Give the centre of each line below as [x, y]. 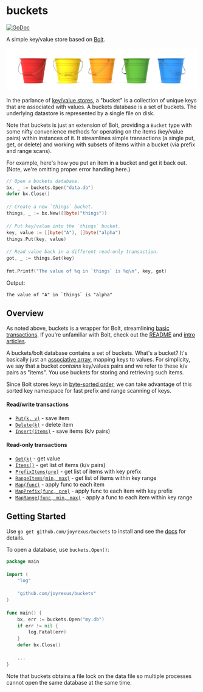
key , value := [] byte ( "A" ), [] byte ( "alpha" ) [64, 232]
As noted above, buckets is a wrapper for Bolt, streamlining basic [88, 328]
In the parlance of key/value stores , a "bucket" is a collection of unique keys [101, 100]
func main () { [24, 613]
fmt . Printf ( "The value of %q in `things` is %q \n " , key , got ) [87, 271]
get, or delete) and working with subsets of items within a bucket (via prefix [101, 144]
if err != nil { [38, 626]
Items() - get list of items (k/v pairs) [60, 465]
